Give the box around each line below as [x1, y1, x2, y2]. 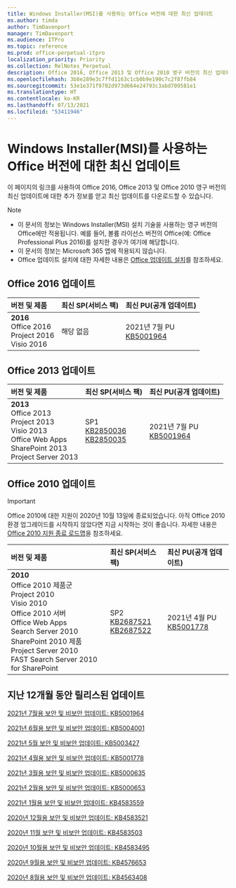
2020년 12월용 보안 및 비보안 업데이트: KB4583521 [7, 813, 148, 822]
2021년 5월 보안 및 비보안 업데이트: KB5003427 [7, 738, 140, 747]
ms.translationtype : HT [7, 89, 77, 96]
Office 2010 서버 [11, 608, 67, 618]
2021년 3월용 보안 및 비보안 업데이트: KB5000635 [7, 769, 146, 777]
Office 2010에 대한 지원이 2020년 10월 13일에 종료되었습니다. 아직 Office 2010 [7, 511, 225, 520]
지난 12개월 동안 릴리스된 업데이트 [7, 689, 145, 701]
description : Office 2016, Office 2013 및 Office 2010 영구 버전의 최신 [7, 69, 213, 76]
